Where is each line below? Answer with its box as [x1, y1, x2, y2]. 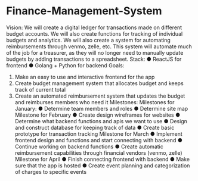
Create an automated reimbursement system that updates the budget [14, 92, 185, 99]
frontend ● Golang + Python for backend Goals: [6, 61, 125, 69]
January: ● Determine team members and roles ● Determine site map [14, 105, 188, 112]
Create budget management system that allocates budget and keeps [14, 79, 184, 87]
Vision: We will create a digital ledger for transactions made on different [6, 24, 182, 31]
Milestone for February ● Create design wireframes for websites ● [14, 111, 181, 118]
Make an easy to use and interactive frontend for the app [14, 73, 155, 80]
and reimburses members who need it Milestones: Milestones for [14, 98, 175, 105]
